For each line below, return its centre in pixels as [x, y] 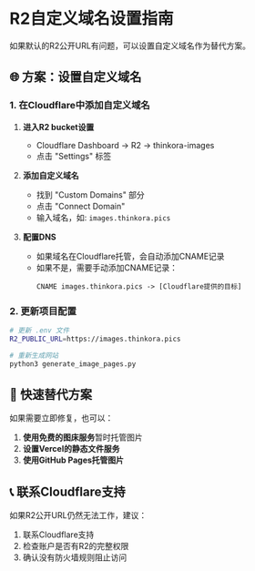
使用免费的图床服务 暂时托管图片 [82, 437]
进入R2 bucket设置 [58, 127]
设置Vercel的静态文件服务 [71, 449]
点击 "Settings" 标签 [74, 156]
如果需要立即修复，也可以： [61, 418]
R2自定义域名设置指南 [92, 19]
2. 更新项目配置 [43, 311]
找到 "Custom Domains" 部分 [91, 194]
